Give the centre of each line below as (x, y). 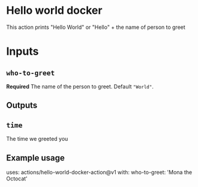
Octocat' (17, 179)
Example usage (35, 158)
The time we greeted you (37, 139)
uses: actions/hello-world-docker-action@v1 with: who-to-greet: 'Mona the (99, 172)
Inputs (22, 51)
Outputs (22, 106)
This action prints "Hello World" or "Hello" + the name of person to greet (96, 27)
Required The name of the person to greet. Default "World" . (80, 86)
